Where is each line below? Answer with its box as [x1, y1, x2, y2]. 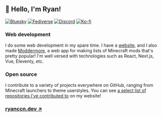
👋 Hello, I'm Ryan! [5, 5, 61, 14]
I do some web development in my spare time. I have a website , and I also [5, 42, 157, 48]
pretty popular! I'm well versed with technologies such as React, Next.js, [5, 53, 154, 59]
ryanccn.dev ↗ [5, 105, 42, 112]
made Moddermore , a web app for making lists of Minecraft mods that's [5, 48, 153, 54]
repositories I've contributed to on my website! [5, 93, 101, 99]
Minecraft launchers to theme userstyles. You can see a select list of [5, 87, 146, 93]
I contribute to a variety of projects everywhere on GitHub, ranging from [5, 82, 153, 88]
